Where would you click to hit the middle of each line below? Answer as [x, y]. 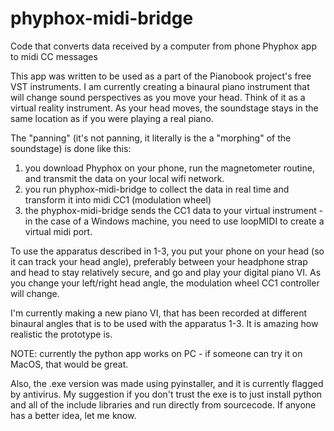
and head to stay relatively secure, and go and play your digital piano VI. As [166, 272]
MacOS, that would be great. [69, 364]
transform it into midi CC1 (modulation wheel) [118, 199]
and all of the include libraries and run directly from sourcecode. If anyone [163, 404]
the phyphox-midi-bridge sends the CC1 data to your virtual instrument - [174, 210]
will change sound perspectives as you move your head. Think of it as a [158, 97]
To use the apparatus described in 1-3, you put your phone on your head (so [167, 251]
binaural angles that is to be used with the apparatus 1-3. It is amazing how [164, 323]
